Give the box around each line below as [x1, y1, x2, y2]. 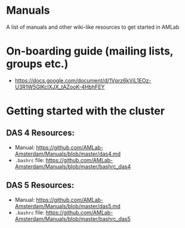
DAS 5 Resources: [6, 180, 75, 190]
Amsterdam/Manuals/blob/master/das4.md [14, 150, 121, 157]
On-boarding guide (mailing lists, [6, 44, 174, 58]
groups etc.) [6, 57, 69, 71]
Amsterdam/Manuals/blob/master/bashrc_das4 [14, 163, 131, 170]
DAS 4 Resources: [6, 128, 75, 138]
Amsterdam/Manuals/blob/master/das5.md [14, 202, 121, 209]
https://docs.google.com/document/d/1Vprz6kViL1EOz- [14, 77, 152, 84]
